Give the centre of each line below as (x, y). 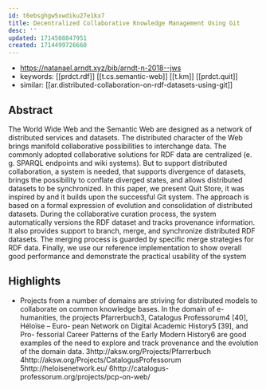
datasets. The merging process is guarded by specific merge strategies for (131, 239)
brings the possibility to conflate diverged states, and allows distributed (125, 179)
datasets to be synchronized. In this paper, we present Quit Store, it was (126, 188)
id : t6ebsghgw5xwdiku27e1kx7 (57, 16)
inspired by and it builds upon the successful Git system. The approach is (129, 197)
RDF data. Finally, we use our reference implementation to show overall (125, 247)
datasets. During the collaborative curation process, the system (112, 214)
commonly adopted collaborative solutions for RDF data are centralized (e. (130, 154)
